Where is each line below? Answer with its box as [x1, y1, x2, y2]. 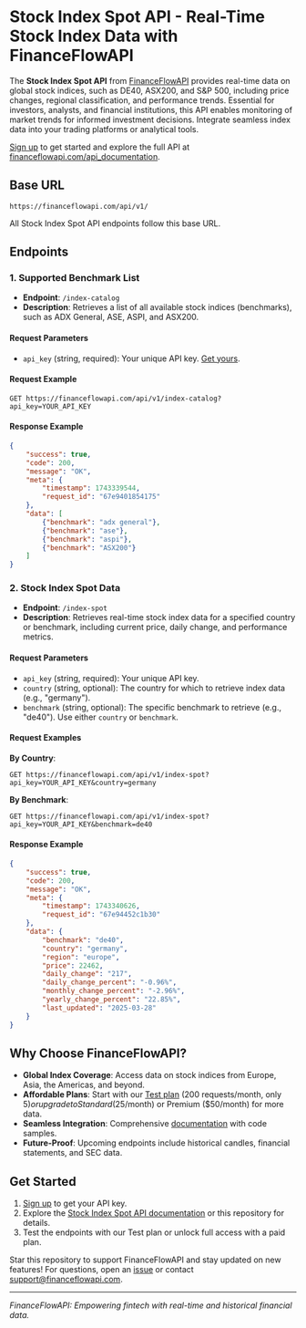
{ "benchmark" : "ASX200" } [42, 543, 137, 553]
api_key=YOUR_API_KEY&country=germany [9, 778, 157, 787]
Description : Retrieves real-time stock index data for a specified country [22, 612, 296, 623]
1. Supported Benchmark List [9, 272, 140, 285]
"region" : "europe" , [42, 952, 120, 961]
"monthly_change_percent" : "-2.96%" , [42, 987, 185, 996]
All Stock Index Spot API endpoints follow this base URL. [9, 217, 221, 229]
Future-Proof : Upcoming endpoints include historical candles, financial [22, 1137, 291, 1148]
